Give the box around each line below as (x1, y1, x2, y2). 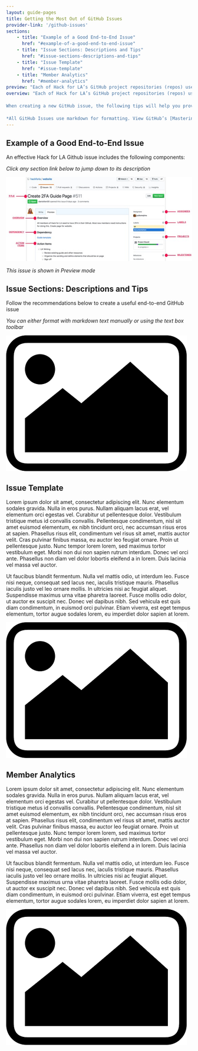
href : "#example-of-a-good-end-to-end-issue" (21, 41, 136, 47)
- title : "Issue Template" (16, 59, 83, 65)
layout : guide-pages (6, 9, 57, 15)
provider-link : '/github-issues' (6, 22, 88, 28)
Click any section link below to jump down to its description (6, 165, 151, 173)
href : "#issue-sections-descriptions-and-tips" (21, 53, 141, 59)
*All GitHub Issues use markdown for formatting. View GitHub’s (6, 115, 167, 121)
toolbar (6, 324, 24, 331)
